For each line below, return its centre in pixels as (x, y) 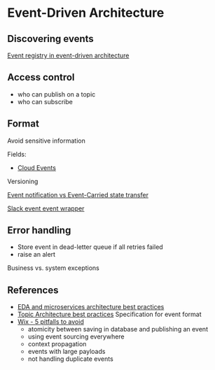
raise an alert (36, 255)
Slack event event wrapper (46, 208)
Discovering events (51, 39)
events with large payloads (67, 352)
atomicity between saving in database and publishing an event (118, 329)
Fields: (17, 154)
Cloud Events (36, 168)
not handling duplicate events (70, 359)
